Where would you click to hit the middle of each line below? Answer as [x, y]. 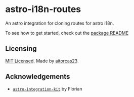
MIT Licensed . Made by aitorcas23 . [42, 61]
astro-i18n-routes [43, 9]
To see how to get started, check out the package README [67, 33]
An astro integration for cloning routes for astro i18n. [60, 23]
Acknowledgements [38, 77]
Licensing [21, 49]
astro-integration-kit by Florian [47, 88]
